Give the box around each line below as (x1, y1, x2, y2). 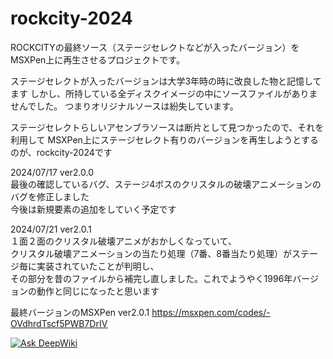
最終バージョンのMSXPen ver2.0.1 (10, 306, 150, 318)
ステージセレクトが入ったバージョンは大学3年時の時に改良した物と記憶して (10, 75, 322, 87)
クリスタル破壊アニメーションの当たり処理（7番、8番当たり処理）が (10, 247, 293, 259)
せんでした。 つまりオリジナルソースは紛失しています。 (10, 100, 239, 112)
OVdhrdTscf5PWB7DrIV (10, 317, 108, 329)
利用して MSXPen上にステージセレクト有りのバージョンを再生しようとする (10, 133, 319, 146)
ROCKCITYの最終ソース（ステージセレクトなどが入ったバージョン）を (10, 41, 300, 53)
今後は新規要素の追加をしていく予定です (10, 203, 177, 215)
